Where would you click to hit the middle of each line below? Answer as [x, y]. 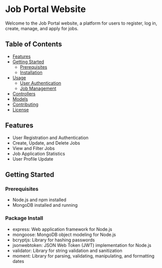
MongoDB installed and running [45, 205]
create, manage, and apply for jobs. [42, 28]
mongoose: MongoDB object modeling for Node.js [64, 234]
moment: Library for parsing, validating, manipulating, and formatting [83, 256]
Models [20, 99]
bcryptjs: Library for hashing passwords [53, 240]
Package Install [24, 218]
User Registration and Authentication [50, 138]
